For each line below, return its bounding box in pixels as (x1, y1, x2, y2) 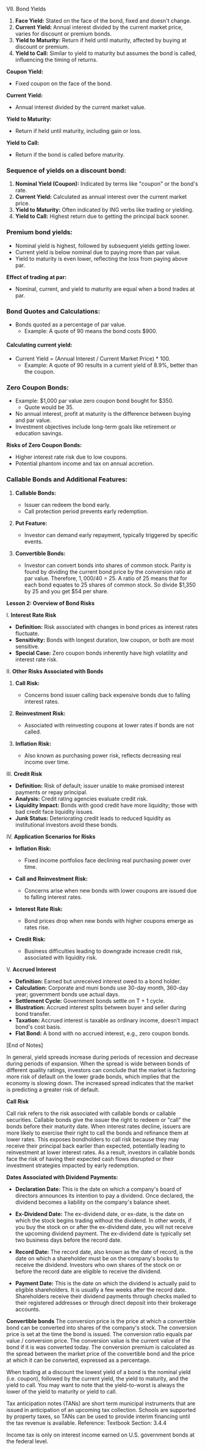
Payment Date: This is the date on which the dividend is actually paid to (15, 1279, 196, 1287)
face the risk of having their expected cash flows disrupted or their (6, 1155, 174, 1162)
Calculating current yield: (6, 341, 73, 348)
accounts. (15, 1305, 41, 1313)
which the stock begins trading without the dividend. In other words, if (15, 1217, 192, 1224)
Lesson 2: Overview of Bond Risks (6, 599, 95, 607)
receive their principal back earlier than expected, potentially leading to (6, 1142, 185, 1149)
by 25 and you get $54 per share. (24, 587, 109, 595)
